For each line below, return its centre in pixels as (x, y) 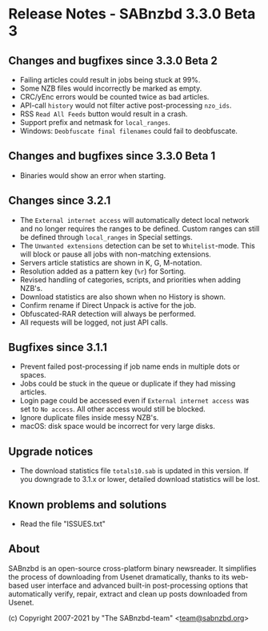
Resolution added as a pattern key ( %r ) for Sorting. (103, 271)
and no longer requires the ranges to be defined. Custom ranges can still (140, 229)
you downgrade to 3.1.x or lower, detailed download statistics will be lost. (140, 479)
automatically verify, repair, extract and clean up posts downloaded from (128, 593)
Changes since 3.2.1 (60, 201)
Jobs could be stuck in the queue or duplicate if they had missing (128, 384)
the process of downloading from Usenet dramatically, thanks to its (119, 576)
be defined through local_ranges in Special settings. (106, 237)
